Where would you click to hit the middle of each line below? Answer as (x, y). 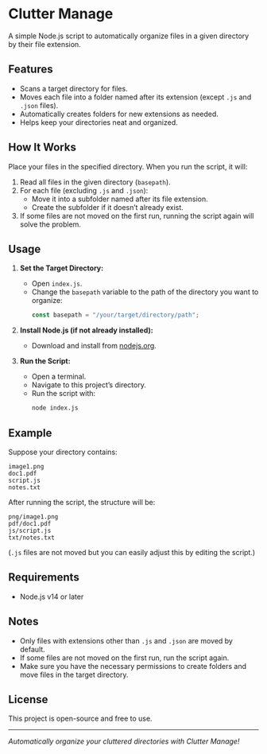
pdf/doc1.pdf (30, 523)
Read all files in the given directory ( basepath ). (95, 182)
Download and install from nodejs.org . (94, 346)
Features (31, 70)
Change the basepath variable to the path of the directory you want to (145, 292)
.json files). (39, 105)
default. (32, 649)
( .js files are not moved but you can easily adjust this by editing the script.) (132, 552)
